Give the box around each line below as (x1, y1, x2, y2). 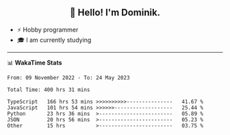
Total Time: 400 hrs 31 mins (7, 86, 90, 93)
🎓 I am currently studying (16, 36, 92, 44)
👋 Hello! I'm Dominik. (69, 7, 161, 19)
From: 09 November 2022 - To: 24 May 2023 (7, 74, 130, 81)
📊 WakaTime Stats (7, 58, 63, 66)
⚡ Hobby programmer (16, 25, 79, 34)
